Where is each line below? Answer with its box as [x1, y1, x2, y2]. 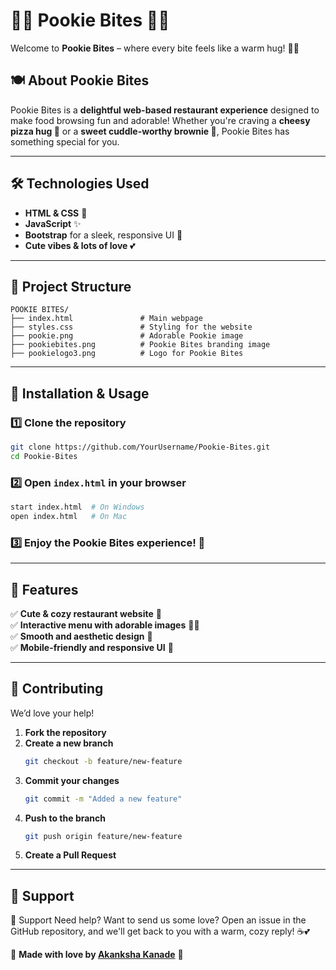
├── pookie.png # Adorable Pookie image [10, 331, 244, 341]
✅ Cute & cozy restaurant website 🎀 [10, 607, 162, 619]
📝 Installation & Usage [10, 385, 150, 402]
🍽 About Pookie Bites [10, 72, 150, 89]
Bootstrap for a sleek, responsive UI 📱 [24, 229, 183, 241]
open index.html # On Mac [10, 511, 128, 521]
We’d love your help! [10, 707, 95, 719]
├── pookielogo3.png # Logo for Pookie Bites [10, 349, 244, 359]
